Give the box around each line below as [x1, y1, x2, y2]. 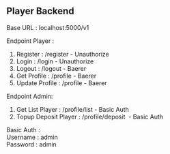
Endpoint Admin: [6, 92, 53, 100]
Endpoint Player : [6, 37, 55, 45]
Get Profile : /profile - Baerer [16, 72, 97, 80]
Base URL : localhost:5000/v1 [6, 23, 89, 31]
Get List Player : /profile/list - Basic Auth [16, 105, 129, 113]
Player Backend [6, 5, 74, 17]
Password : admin [6, 140, 57, 149]
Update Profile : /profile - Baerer [16, 78, 107, 87]
